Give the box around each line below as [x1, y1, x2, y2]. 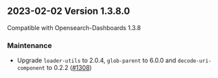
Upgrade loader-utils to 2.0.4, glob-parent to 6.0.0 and [16, 56, 177, 64]
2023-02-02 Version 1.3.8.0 [7, 5, 130, 17]
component [16, 65, 46, 72]
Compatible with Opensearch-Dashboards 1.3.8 [7, 23, 141, 31]
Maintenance [7, 40, 53, 50]
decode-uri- [178, 57, 212, 64]
